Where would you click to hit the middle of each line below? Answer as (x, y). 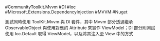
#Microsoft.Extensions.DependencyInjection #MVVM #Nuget (66, 12)
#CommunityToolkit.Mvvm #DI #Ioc (41, 7)
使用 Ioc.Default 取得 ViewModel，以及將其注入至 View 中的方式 (69, 34)
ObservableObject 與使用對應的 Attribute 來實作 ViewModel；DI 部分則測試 (80, 28)
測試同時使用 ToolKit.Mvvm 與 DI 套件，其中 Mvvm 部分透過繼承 (69, 22)
